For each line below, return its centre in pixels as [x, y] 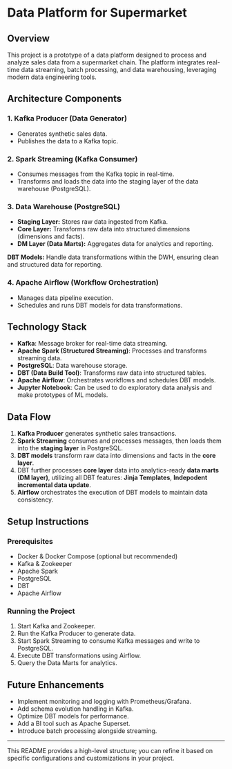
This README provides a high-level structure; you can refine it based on [110, 751]
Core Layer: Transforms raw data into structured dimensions [104, 229]
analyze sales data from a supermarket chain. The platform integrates [106, 62]
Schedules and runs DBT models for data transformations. [100, 305]
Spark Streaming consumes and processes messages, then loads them [119, 441]
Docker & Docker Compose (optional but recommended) [97, 556]
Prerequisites [30, 541]
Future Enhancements [56, 685]
